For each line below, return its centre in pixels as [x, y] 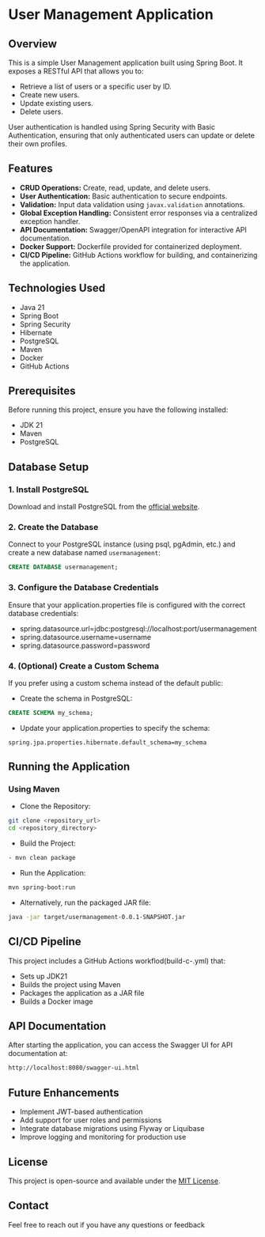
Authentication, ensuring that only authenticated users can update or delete [132, 135]
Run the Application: [53, 873]
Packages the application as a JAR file [82, 993]
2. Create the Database [53, 528]
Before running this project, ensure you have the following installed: [118, 410]
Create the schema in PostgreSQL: [76, 698]
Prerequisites [42, 391]
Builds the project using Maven [70, 984]
